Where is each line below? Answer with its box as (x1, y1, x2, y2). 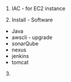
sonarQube (11, 40, 39, 47)
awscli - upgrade (11, 34, 52, 40)
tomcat (11, 59, 29, 66)
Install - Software (11, 16, 54, 23)
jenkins (11, 53, 29, 59)
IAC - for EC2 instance (11, 5, 66, 12)
